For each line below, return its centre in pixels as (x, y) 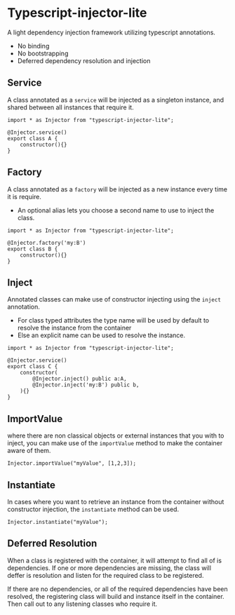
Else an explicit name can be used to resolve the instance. (101, 335)
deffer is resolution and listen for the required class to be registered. (106, 575)
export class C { (33, 367)
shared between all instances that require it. (71, 107)
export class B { (33, 249)
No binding (33, 46)
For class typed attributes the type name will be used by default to (113, 320)
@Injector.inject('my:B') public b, (86, 385)
